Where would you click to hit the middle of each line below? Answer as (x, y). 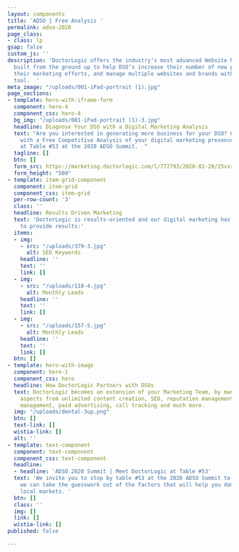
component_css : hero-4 (47, 113)
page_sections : (30, 93)
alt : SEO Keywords (53, 253)
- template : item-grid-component (57, 180)
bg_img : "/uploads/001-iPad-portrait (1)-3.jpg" (87, 120)
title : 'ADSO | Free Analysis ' (55, 21)
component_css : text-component (60, 458)
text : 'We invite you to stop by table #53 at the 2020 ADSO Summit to (122, 479)
